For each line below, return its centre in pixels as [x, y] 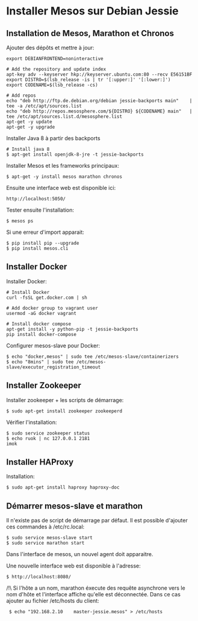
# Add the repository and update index [56, 69]
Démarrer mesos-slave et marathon [75, 506]
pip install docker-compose [42, 334]
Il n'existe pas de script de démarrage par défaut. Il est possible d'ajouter [97, 521]
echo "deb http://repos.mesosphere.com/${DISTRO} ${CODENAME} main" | [99, 111]
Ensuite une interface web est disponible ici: [61, 188]
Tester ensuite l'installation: [40, 210]
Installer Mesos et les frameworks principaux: [63, 166]
